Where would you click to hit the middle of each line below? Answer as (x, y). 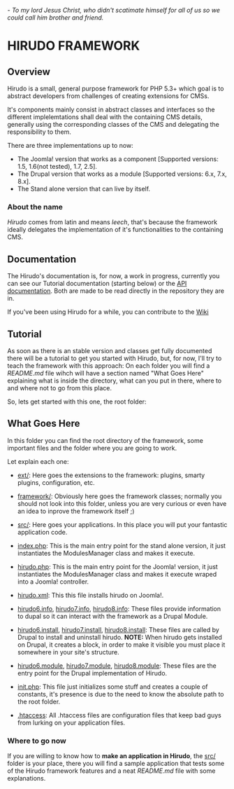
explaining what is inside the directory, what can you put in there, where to (115, 380)
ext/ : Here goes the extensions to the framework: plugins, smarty (111, 475)
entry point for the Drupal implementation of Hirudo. (92, 673)
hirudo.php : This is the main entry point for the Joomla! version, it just (117, 566)
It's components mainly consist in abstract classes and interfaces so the (111, 109)
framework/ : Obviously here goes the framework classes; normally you (119, 496)
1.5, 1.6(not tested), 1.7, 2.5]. (57, 166)
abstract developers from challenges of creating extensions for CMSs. (108, 96)
